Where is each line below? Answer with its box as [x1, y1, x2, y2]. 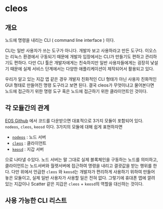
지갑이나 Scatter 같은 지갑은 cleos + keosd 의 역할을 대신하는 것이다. [14, 181, 144, 187]
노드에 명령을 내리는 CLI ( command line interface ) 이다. [5, 37, 115, 43]
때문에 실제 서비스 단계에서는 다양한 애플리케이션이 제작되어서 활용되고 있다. [10, 66, 155, 71]
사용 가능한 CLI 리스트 [5, 196, 67, 205]
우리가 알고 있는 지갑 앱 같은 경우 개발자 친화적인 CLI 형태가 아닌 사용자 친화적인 [5, 76, 157, 82]
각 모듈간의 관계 [5, 104, 50, 112]
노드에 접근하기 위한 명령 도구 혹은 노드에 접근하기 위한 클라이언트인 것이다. [5, 88, 148, 94]
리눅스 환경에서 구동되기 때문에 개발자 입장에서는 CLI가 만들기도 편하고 [10, 54, 145, 59]
